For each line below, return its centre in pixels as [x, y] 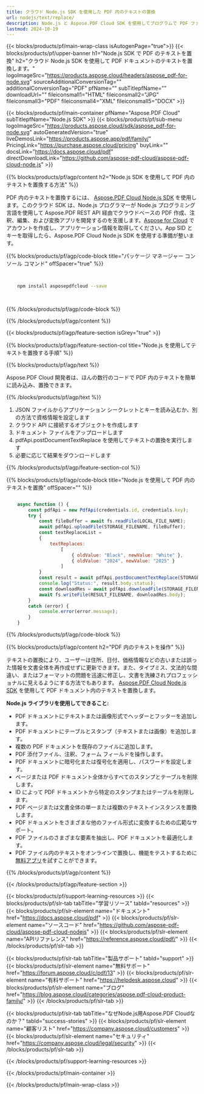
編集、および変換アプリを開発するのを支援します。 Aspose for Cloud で [106, 221]
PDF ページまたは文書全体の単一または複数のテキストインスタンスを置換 [106, 807]
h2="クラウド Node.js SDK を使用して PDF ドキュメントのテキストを [101, 61]
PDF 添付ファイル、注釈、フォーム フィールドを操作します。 [90, 754]
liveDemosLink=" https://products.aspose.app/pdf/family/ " [79, 139]
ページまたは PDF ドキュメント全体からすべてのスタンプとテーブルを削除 [106, 777]
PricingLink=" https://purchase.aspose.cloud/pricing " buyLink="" [87, 145]
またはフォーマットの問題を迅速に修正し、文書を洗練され [94, 675]
